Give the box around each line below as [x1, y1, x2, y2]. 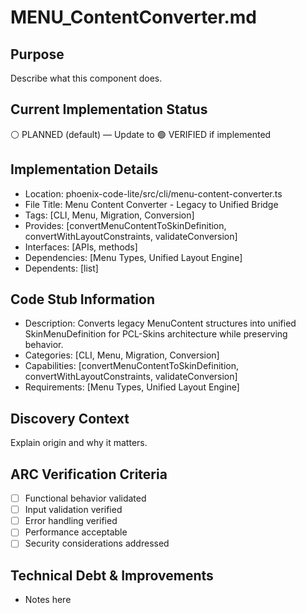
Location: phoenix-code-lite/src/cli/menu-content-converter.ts [24, 187, 283, 200]
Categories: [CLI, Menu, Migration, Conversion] [24, 349, 220, 361]
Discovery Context [10, 410, 130, 427]
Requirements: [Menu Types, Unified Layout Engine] [24, 381, 240, 393]
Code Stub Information [10, 291, 156, 308]
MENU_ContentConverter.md [10, 6, 258, 29]
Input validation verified [24, 504, 123, 516]
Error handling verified [24, 515, 118, 527]
